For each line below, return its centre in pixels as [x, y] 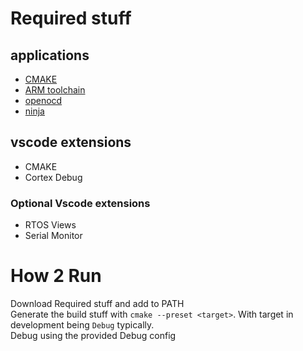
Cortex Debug [53, 177]
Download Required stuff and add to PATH [97, 304]
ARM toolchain [55, 90]
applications [50, 55]
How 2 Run [56, 276]
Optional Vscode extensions [80, 203]
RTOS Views [50, 225]
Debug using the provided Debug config [93, 336]
